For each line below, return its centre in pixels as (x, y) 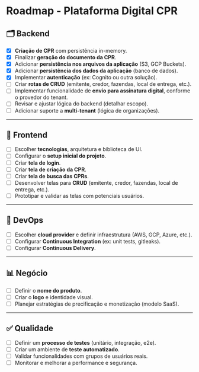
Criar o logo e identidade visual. (54, 297)
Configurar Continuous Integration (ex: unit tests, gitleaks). (88, 241)
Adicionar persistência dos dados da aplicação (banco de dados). (96, 71)
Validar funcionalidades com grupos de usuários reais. (81, 356)
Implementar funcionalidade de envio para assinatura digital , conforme (102, 91)
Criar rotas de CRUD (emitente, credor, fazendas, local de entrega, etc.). (103, 84)
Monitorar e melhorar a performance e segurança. (76, 363)
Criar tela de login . (38, 163)
